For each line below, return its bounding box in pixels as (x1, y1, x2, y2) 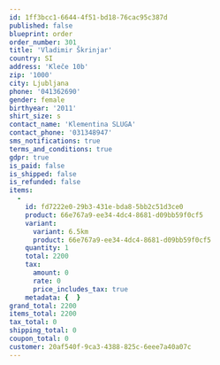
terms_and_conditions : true (9, 144, 113, 153)
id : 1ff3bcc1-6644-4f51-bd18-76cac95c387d (9, 12, 168, 22)
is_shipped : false (9, 169, 77, 178)
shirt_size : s (9, 112, 62, 120)
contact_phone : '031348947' (9, 128, 113, 137)
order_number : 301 (9, 37, 77, 47)
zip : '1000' (9, 71, 53, 80)
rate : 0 (32, 276, 62, 285)
